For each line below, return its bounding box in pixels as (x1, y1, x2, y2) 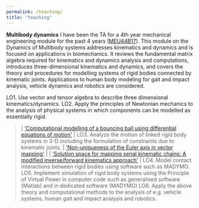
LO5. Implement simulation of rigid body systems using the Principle (20, 169, 189, 176)
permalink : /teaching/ (6, 8, 63, 15)
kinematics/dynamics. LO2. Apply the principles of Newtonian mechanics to (6, 100, 194, 107)
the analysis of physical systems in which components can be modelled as (6, 106, 191, 114)
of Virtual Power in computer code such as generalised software (20, 176, 180, 183)
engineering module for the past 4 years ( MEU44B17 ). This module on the (6, 37, 189, 44)
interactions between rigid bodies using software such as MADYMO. (20, 163, 190, 170)
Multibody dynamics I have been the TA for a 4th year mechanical (6, 31, 171, 38)
